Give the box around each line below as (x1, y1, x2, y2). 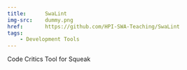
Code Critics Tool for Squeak (7, 55, 91, 63)
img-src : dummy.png (7, 17, 74, 24)
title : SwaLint (7, 10, 68, 17)
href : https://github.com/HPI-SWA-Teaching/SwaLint (7, 23, 180, 30)
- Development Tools (20, 36, 80, 43)
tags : (7, 29, 23, 37)
